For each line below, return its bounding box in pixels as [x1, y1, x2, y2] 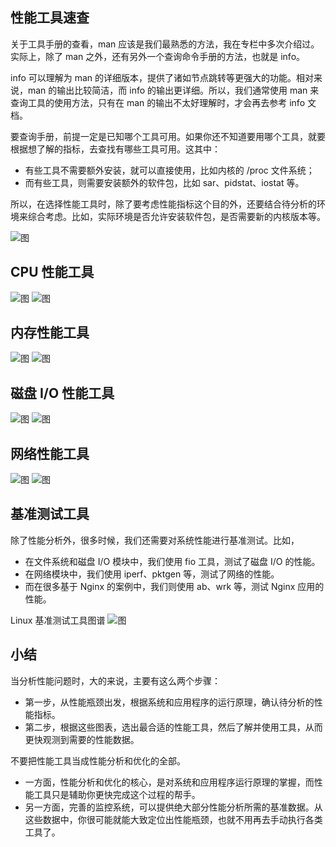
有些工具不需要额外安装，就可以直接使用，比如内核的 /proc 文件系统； [24, 164, 315, 176]
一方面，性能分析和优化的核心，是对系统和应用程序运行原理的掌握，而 [24, 776, 315, 788]
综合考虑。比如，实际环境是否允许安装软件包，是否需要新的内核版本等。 [27, 210, 326, 222]
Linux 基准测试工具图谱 [10, 614, 106, 626]
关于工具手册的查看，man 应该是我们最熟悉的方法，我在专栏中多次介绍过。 [10, 38, 320, 50]
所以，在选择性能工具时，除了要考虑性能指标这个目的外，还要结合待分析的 [10, 198, 317, 210]
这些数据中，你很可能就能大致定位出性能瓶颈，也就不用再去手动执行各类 [24, 813, 323, 825]
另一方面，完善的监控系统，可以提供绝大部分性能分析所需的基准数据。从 [24, 801, 323, 813]
